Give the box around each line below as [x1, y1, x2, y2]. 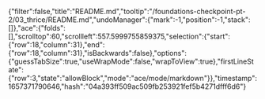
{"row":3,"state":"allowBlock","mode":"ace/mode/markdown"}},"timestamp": [8, 74, 257, 82]
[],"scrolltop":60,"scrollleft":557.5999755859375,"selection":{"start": [8, 31, 231, 41]
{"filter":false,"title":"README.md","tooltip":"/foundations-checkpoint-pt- [8, 7, 246, 16]
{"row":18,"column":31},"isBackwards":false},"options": [8, 49, 187, 57]
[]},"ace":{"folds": [8, 24, 66, 32]
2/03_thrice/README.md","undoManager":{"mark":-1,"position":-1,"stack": [8, 15, 251, 24]
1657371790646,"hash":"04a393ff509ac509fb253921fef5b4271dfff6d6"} [8, 82, 247, 91]
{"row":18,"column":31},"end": [8, 40, 105, 49]
